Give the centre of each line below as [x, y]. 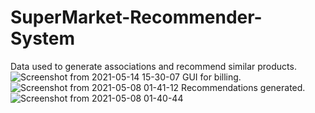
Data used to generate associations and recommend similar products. [153, 66]
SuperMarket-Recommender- [136, 17]
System [43, 38]
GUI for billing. [211, 77]
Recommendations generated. [243, 87]
